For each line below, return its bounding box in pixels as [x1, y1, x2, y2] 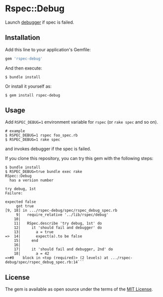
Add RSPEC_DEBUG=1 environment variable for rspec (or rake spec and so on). [5, 119, 158, 125]
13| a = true [14, 230, 54, 234]
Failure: [5, 191, 23, 196]
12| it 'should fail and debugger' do [14, 225, 102, 231]
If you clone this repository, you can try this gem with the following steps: [5, 156, 154, 162]
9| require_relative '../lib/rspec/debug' [16, 212, 109, 217]
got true [16, 204, 34, 209]
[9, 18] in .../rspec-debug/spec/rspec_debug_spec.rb [5, 208, 118, 213]
